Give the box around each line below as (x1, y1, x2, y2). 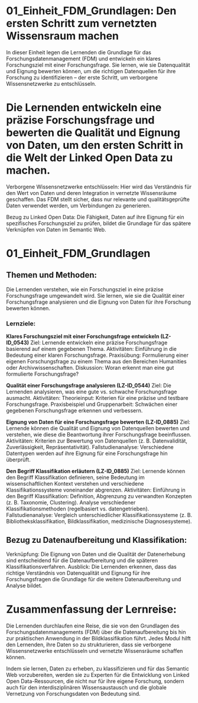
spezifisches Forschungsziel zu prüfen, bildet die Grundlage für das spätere (6, 220, 191, 227)
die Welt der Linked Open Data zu (6, 151, 173, 165)
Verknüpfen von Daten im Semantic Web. (6, 226, 106, 233)
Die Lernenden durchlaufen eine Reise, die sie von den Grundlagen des (6, 622, 180, 629)
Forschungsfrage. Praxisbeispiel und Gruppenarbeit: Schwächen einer (6, 401, 178, 408)
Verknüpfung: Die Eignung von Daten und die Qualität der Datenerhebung (6, 551, 186, 558)
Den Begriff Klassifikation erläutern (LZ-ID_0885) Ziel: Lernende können (6, 468, 186, 475)
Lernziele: (6, 319, 36, 327)
